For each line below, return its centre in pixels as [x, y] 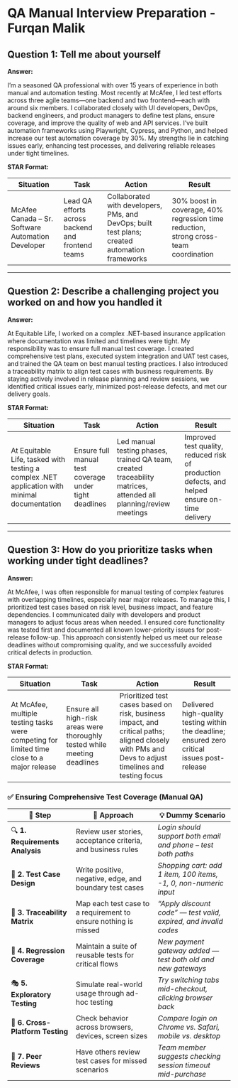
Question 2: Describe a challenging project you [113, 292]
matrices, [132, 486]
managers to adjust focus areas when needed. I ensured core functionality [116, 622]
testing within [204, 722]
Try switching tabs [188, 980]
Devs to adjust [143, 758]
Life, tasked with [38, 459]
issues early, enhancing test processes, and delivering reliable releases [112, 146]
